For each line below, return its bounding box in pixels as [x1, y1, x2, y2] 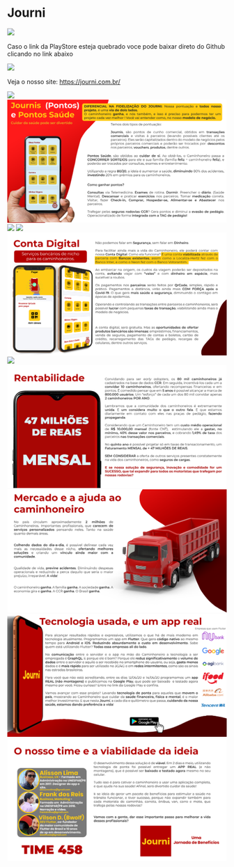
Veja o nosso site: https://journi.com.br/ [7, 77, 120, 86]
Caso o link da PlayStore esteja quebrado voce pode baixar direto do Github [7, 42, 225, 50]
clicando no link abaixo [7, 49, 73, 58]
